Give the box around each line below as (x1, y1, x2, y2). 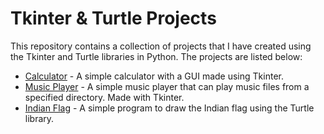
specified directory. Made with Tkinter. (24, 91, 185, 103)
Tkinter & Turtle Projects (10, 7, 217, 30)
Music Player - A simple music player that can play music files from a (24, 80, 310, 92)
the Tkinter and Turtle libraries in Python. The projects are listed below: (10, 50, 303, 62)
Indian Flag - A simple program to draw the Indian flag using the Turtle (24, 102, 315, 114)
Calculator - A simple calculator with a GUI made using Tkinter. (24, 70, 284, 82)
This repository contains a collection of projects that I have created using (10, 40, 312, 52)
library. (24, 112, 55, 124)
